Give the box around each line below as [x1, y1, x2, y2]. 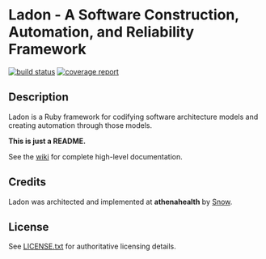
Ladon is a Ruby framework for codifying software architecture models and [8, 112, 259, 121]
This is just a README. [8, 136, 87, 146]
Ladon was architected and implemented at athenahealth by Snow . [8, 197, 233, 206]
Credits [8, 176, 47, 189]
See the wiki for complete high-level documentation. [8, 151, 184, 161]
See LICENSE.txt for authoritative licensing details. [8, 241, 176, 252]
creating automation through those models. [8, 120, 152, 130]
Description [8, 91, 69, 104]
